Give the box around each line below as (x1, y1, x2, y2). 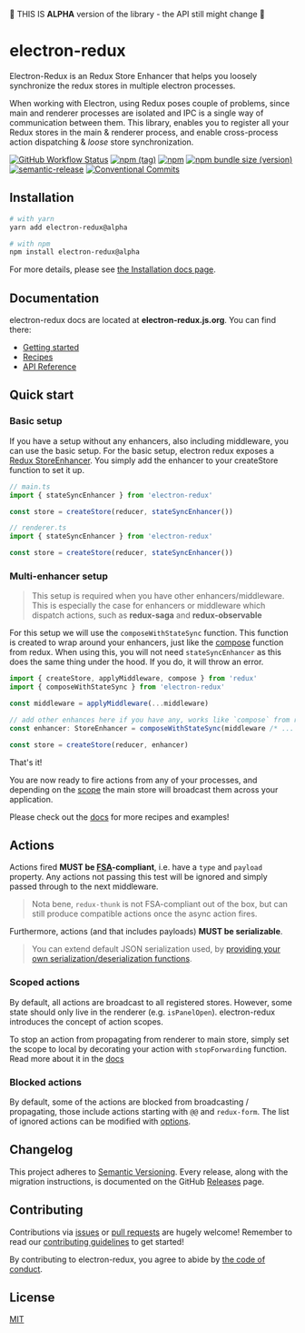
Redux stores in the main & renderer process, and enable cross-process (9, 126, 279, 137)
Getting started (22, 342, 80, 353)
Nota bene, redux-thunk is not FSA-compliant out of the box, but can (31, 899, 289, 910)
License (9, 1289, 55, 1305)
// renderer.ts (9, 523, 67, 532)
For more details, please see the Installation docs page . (9, 264, 216, 275)
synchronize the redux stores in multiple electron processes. (9, 80, 236, 91)
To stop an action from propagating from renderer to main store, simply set (9, 1034, 290, 1045)
